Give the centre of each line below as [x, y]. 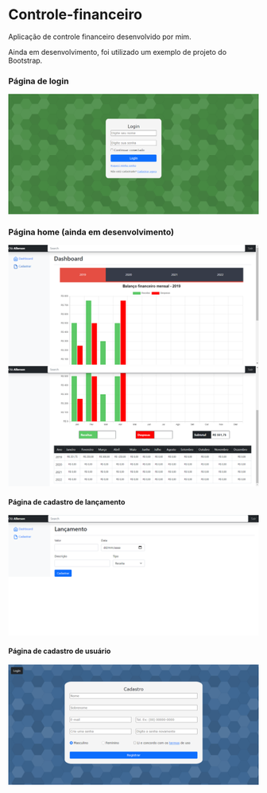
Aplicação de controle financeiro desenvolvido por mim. [100, 37]
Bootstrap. [25, 60]
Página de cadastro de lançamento [67, 501]
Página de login [39, 81]
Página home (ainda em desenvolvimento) [91, 232]
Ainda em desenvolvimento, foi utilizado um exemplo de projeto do [118, 52]
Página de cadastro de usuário [60, 651]
